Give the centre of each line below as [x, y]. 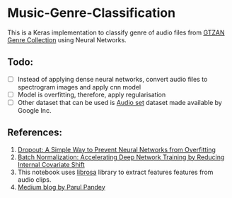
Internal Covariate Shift [51, 164]
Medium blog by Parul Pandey [62, 187]
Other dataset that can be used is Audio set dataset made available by [120, 102]
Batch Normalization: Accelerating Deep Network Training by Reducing [121, 157]
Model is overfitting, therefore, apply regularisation [92, 94]
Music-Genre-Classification [91, 13]
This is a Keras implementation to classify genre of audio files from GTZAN [116, 32]
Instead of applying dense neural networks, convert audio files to [112, 79]
